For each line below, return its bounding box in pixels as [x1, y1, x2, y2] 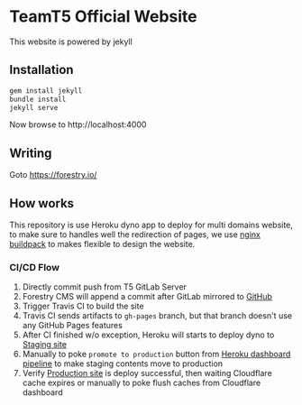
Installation [9, 62, 74, 78]
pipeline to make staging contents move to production [22, 358, 224, 369]
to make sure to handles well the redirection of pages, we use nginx [9, 229, 261, 240]
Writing [9, 145, 52, 161]
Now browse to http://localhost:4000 [9, 119, 147, 130]
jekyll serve [9, 103, 59, 112]
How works [9, 196, 75, 211]
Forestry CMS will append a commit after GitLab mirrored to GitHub [22, 291, 273, 302]
